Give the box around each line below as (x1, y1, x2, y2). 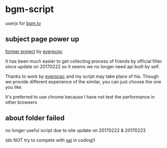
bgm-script (5, 4, 54, 15)
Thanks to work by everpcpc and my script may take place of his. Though (5, 73, 159, 79)
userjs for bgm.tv (5, 20, 41, 26)
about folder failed (5, 114, 65, 122)
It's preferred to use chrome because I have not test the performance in (5, 93, 155, 100)
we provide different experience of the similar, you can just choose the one (5, 78, 161, 84)
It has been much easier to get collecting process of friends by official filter (5, 58, 162, 64)
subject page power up (5, 35, 79, 43)
